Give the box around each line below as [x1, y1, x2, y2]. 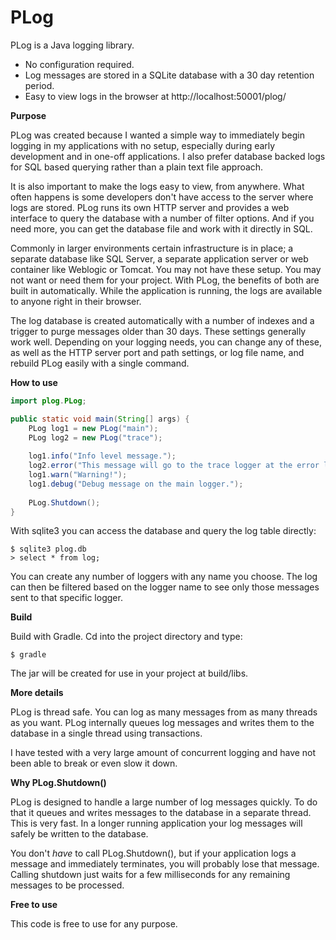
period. [24, 79, 55, 91]
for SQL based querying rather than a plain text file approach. [10, 161, 264, 173]
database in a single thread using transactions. [10, 727, 203, 740]
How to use [10, 376, 58, 388]
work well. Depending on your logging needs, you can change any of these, [10, 336, 322, 348]
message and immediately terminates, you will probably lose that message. [10, 858, 320, 870]
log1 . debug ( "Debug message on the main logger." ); [28, 479, 244, 489]
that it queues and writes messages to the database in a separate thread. [10, 807, 312, 819]
